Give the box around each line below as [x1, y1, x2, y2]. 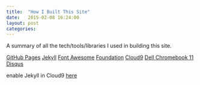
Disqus [6, 60, 24, 68]
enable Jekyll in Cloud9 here [6, 72, 77, 79]
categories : [6, 25, 36, 32]
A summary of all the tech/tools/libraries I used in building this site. [6, 42, 172, 49]
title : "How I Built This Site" [6, 8, 90, 15]
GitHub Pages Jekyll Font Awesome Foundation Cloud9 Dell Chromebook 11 [6, 54, 194, 61]
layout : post [6, 20, 39, 26]
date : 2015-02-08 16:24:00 [6, 14, 80, 20]
